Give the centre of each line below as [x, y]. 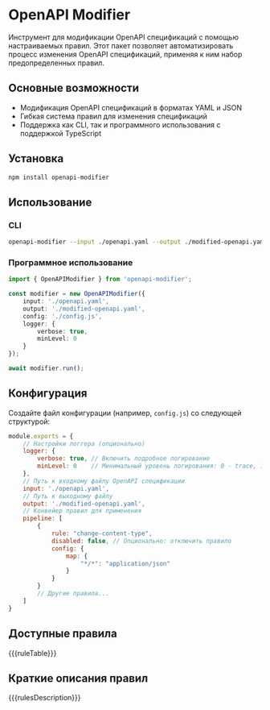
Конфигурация [48, 394]
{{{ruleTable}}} [33, 653]
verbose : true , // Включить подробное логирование [124, 459]
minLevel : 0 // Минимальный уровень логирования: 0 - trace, [147, 466]
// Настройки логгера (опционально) [84, 444]
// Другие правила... [74, 594]
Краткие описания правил [78, 678]
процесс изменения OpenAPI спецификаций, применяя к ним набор [125, 54]
